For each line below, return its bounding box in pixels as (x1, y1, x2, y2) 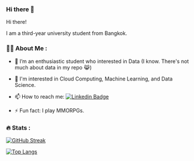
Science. (14, 81, 36, 88)
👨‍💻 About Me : (6, 44, 48, 52)
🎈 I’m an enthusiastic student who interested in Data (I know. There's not (14, 58, 189, 65)
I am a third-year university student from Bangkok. (6, 30, 127, 37)
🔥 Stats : (6, 124, 31, 132)
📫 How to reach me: (14, 93, 65, 100)
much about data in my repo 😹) (14, 64, 92, 71)
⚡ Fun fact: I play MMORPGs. (14, 107, 85, 114)
